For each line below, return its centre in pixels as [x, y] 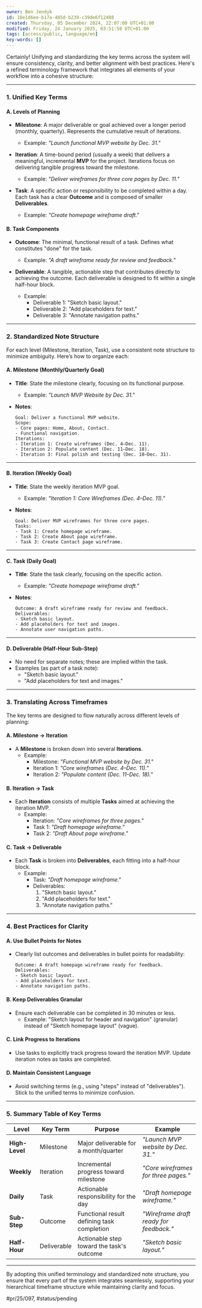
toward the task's [102, 1246]
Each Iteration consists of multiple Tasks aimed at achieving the [95, 802]
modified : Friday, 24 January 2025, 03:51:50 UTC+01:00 [78, 29]
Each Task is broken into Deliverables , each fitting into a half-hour [97, 861]
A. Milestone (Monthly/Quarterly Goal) [55, 370]
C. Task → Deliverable [34, 847]
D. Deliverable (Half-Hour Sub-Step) [52, 648]
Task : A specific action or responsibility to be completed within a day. [101, 191]
